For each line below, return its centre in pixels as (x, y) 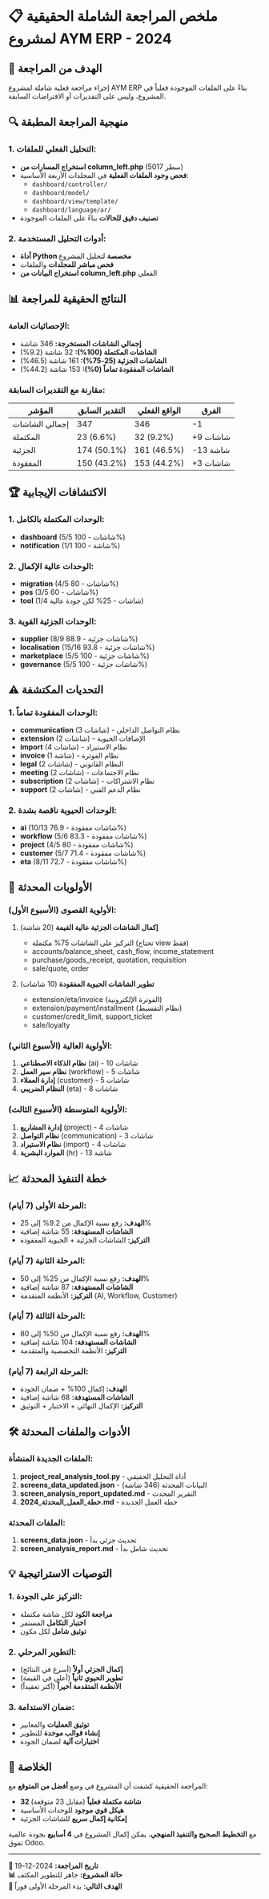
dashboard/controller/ (70, 184)
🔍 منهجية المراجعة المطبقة (68, 122)
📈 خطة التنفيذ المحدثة (58, 1179)
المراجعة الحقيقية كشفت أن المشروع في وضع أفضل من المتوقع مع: (108, 1786)
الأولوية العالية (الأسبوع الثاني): (60, 1045)
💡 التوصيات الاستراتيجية (60, 1574)
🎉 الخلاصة (30, 1766)
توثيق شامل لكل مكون (53, 1631)
